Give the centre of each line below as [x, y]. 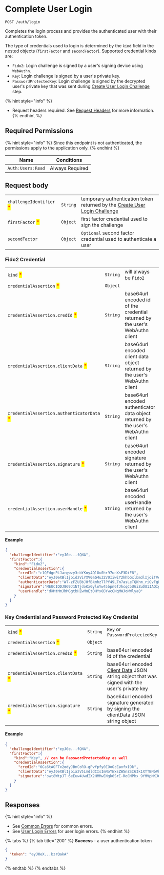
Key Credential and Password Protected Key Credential [72, 617]
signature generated [130, 703]
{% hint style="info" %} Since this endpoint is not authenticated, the [74, 143]
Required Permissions [39, 131]
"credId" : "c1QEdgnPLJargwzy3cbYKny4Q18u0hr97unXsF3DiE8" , [78, 573]
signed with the [125, 682]
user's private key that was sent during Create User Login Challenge [81, 86]
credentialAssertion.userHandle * [47, 508]
